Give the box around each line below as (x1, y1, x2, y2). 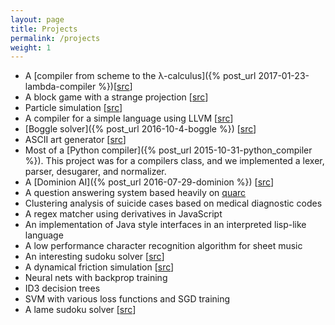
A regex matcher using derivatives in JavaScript (24, 208, 223, 220)
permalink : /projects (10, 33, 101, 43)
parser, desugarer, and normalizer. (24, 166, 167, 178)
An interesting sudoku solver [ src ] (24, 251, 165, 263)
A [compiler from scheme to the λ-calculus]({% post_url (24, 70, 257, 82)
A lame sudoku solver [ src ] (24, 304, 137, 316)
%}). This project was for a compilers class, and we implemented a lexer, (24, 155, 325, 167)
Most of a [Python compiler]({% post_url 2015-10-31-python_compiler (24, 144, 313, 156)
